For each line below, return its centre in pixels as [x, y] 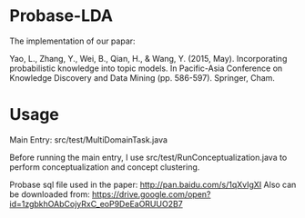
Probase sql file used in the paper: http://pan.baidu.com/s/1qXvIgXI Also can [153, 184]
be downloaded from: [50, 194]
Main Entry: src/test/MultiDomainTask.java [89, 139]
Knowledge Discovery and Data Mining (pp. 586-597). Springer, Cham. [142, 77]
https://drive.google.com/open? [152, 194]
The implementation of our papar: [72, 41]
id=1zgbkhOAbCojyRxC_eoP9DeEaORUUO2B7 [97, 203]
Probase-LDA [61, 16]
